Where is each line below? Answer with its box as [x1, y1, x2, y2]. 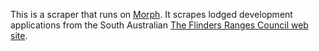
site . [10, 30, 28, 41]
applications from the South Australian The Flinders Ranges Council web [10, 19, 309, 31]
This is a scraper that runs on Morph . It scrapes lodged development [10, 9, 293, 20]
